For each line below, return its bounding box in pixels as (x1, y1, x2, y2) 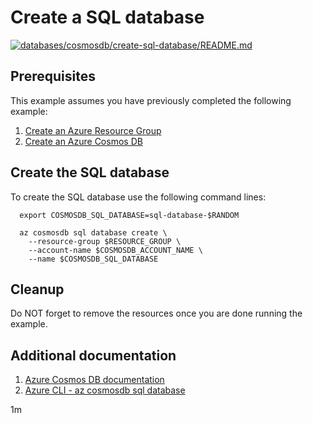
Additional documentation (10, 347, 177, 364)
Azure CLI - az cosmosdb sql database (24, 384, 186, 396)
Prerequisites (10, 68, 96, 85)
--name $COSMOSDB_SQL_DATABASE (28, 254, 159, 264)
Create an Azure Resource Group (24, 124, 162, 136)
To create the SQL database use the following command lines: (10, 191, 267, 203)
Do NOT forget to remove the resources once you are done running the (10, 307, 303, 320)
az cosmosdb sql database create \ (19, 227, 168, 238)
